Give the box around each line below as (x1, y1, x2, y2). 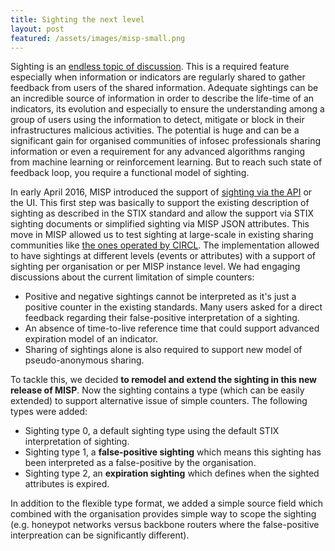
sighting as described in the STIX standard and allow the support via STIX (10, 207, 314, 220)
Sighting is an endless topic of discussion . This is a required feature (10, 61, 290, 73)
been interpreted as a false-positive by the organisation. (24, 457, 257, 469)
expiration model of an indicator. (24, 333, 159, 345)
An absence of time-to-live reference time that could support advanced (24, 322, 320, 335)
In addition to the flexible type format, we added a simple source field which (10, 497, 324, 510)
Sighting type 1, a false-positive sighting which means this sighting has (24, 446, 322, 458)
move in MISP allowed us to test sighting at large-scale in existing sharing (10, 229, 314, 241)
